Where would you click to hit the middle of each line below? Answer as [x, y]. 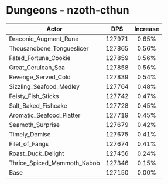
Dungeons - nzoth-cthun [68, 10]
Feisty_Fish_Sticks [34, 96]
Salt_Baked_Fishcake [38, 105]
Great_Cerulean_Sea [37, 67]
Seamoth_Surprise [34, 125]
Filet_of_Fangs [29, 143]
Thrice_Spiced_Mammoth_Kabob [55, 163]
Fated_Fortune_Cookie [40, 58]
